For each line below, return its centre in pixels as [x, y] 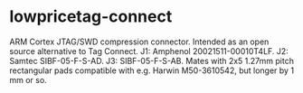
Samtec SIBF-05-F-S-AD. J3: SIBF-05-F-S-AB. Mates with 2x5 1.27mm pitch [151, 60]
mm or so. [28, 79]
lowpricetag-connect [91, 17]
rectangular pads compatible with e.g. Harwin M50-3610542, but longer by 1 [152, 70]
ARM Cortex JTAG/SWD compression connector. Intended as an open [139, 42]
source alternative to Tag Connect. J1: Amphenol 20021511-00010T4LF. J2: [149, 51]
